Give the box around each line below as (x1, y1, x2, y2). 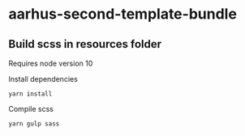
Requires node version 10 (8, 58, 93, 68)
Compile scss (8, 104, 54, 113)
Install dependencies (8, 74, 79, 83)
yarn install (8, 90, 53, 98)
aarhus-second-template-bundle (8, 5, 238, 23)
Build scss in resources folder (8, 37, 162, 51)
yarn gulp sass (8, 120, 60, 128)
